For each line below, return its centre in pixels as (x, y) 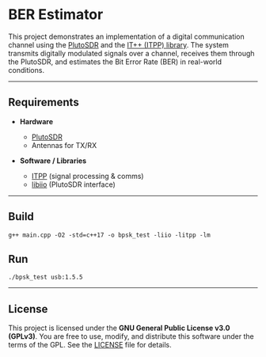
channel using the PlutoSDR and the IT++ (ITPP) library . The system (119, 44)
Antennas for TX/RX (64, 145)
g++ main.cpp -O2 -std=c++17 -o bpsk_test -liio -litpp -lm (110, 235)
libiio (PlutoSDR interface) (74, 184)
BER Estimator (56, 15)
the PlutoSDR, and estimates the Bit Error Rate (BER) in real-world (115, 62)
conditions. (27, 70)
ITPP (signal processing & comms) (87, 176)
